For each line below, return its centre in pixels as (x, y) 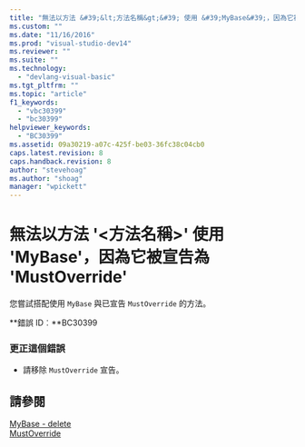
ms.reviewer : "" (40, 52)
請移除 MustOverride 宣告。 (73, 370)
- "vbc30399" (42, 111)
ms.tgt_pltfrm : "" (44, 85)
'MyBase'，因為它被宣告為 (110, 258)
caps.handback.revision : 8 (60, 161)
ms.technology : (38, 69)
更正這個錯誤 (38, 348)
